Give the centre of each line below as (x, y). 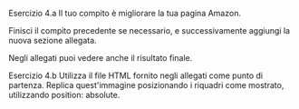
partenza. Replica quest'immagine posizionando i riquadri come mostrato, (146, 85)
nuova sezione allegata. (53, 40)
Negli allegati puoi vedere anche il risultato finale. (101, 58)
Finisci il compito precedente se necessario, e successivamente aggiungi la (149, 30)
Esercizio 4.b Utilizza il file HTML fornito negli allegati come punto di (136, 75)
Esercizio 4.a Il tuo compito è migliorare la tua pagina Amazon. (125, 13)
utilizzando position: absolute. (64, 95)
